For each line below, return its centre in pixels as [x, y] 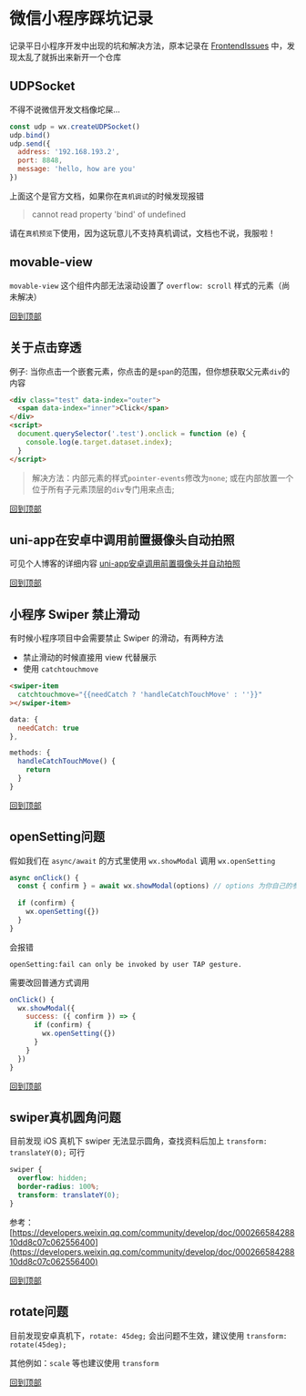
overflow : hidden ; [53, 1178]
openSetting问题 [57, 837]
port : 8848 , [41, 160]
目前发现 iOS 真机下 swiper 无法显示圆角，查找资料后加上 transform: [138, 1141]
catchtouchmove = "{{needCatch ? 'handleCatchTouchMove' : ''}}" [140, 694]
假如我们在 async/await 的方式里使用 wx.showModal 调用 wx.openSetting [143, 860]
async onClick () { [44, 878]
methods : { [30, 753]
